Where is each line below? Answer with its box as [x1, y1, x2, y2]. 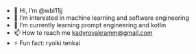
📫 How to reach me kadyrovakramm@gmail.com [13, 29, 153, 37]
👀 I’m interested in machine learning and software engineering [13, 14, 190, 22]
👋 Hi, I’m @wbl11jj [13, 7, 63, 14]
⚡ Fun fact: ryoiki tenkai [13, 39, 81, 47]
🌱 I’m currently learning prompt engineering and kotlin [13, 21, 167, 29]
